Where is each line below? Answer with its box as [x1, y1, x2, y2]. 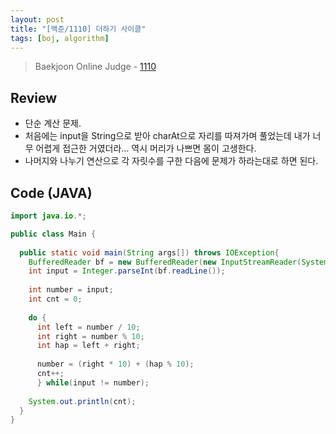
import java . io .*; [10, 211, 87, 221]
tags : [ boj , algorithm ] [10, 33, 110, 43]
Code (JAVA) [10, 184, 93, 201]
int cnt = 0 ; [28, 294, 83, 304]
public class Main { [10, 229, 97, 239]
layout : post [10, 14, 65, 25]
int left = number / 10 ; [36, 322, 141, 332]
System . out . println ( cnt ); [28, 396, 137, 406]
